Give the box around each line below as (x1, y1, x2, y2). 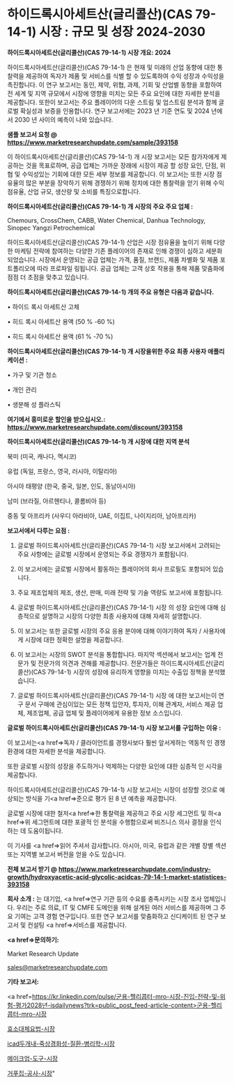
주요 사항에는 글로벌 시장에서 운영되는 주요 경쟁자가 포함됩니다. (17, 549, 189, 558)
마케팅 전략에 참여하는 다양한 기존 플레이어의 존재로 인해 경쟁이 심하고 (14, 246, 204, 255)
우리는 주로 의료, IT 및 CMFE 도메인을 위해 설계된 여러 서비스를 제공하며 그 (16, 903, 219, 912)
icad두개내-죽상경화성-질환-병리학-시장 (7, 1039, 115, 1048)
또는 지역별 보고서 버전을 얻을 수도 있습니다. (7, 849, 127, 859)
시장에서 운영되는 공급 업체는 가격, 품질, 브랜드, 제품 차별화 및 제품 (38, 255, 219, 264)
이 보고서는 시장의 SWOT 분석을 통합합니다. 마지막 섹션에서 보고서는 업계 (17, 650, 216, 658)
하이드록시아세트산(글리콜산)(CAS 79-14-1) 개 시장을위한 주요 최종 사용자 (7, 347, 207, 355)
